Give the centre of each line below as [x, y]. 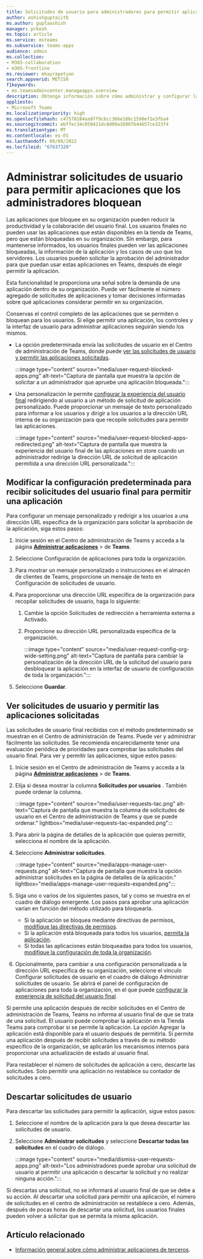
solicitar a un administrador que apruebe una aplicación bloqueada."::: [102, 382]
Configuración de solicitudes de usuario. [66, 583]
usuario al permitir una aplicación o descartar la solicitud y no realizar [101, 1172]
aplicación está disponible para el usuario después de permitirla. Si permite [100, 1034]
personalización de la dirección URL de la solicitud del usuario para [108, 662]
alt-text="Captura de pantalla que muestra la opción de [111, 375]
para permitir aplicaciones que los [94, 190]
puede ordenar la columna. [49, 792]
